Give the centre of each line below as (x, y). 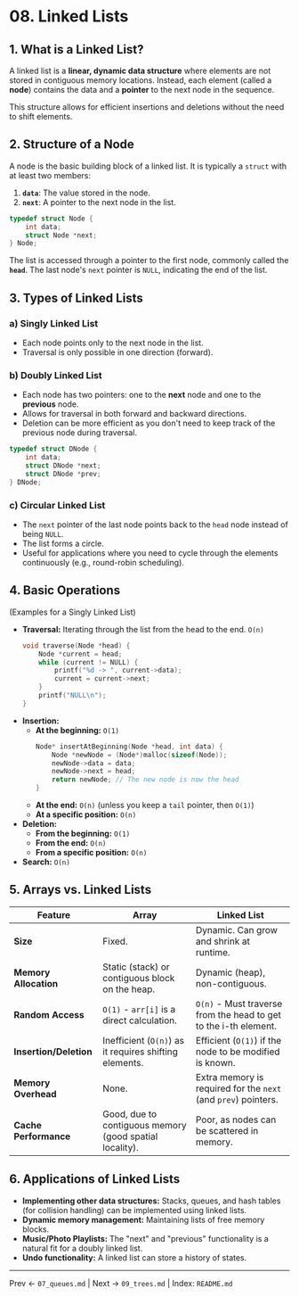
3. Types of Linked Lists (77, 297)
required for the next (238, 1088)
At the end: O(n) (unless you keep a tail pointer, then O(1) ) (145, 805)
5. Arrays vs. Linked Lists (81, 890)
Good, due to (129, 1114)
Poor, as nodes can (236, 1119)
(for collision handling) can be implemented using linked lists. (134, 1210)
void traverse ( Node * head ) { (76, 645)
